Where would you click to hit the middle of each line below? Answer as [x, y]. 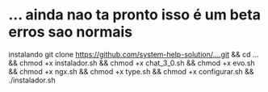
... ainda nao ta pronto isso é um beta [134, 15]
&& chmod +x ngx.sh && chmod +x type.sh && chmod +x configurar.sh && [131, 71]
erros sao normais [71, 32]
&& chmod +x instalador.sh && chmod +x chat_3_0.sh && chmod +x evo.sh [132, 63]
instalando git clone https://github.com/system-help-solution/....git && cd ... [134, 54]
